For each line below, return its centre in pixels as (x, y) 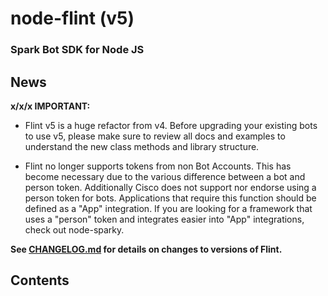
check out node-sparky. (74, 229)
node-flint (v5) (72, 18)
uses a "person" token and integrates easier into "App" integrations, (164, 219)
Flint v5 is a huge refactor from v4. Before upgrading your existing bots (171, 125)
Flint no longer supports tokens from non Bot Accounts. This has (158, 166)
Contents (40, 280)
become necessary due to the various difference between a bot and (165, 176)
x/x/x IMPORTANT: (50, 106)
